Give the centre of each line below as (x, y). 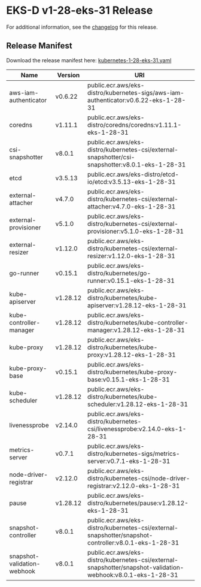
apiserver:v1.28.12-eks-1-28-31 (137, 305)
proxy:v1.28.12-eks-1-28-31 (132, 355)
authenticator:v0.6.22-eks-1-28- (137, 100)
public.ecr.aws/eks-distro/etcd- (133, 174)
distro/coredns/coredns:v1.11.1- (135, 125)
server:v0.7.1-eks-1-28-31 (129, 461)
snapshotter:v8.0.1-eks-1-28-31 (137, 164)
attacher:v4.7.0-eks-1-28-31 (132, 206)
